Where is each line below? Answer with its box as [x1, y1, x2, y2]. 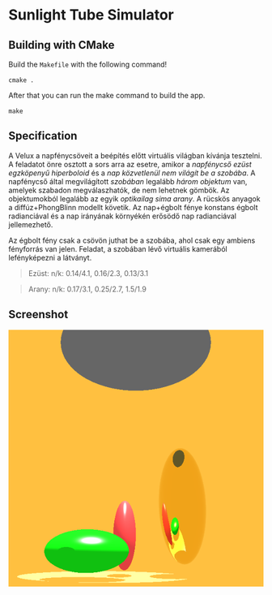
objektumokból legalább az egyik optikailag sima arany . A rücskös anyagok [8, 193, 261, 204]
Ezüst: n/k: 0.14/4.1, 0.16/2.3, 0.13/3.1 [28, 268, 149, 278]
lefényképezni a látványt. [8, 252, 92, 262]
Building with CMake [8, 38, 115, 52]
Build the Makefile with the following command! [8, 59, 168, 69]
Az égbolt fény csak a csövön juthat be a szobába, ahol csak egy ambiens [8, 235, 256, 245]
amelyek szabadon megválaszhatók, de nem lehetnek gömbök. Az [8, 185, 230, 195]
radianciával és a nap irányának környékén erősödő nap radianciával [8, 211, 237, 221]
